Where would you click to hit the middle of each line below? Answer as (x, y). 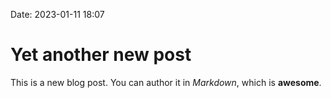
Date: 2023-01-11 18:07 (57, 14)
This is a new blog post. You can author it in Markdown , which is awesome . (166, 82)
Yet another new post (101, 55)
